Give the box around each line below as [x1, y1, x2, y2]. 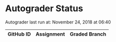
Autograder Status [5, 3, 83, 14]
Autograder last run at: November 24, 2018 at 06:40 [5, 19, 111, 25]
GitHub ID [7, 30, 31, 37]
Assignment [35, 30, 65, 37]
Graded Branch [69, 30, 107, 37]
